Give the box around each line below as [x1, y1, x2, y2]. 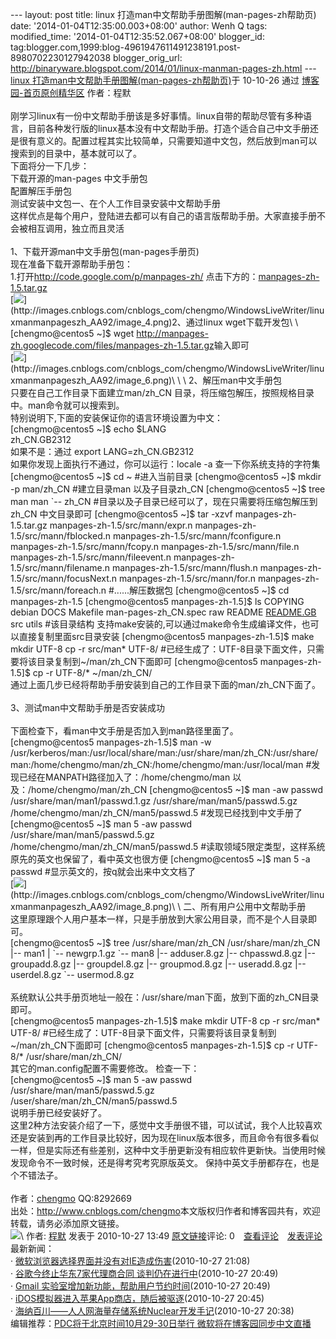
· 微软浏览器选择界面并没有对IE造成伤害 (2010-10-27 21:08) [10, 1255, 251, 1267]
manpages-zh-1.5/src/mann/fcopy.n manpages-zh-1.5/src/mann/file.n [10, 541, 300, 552]
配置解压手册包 [10, 185, 72, 197]
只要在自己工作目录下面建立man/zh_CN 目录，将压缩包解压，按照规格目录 [10, 387, 315, 398]
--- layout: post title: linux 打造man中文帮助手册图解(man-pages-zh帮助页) [10, 9, 317, 20]
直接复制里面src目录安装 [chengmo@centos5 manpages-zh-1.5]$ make [18, 631, 315, 642]
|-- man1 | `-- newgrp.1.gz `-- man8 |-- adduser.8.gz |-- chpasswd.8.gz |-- [10, 948, 316, 959]
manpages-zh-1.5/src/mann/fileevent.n [10, 551, 172, 563]
